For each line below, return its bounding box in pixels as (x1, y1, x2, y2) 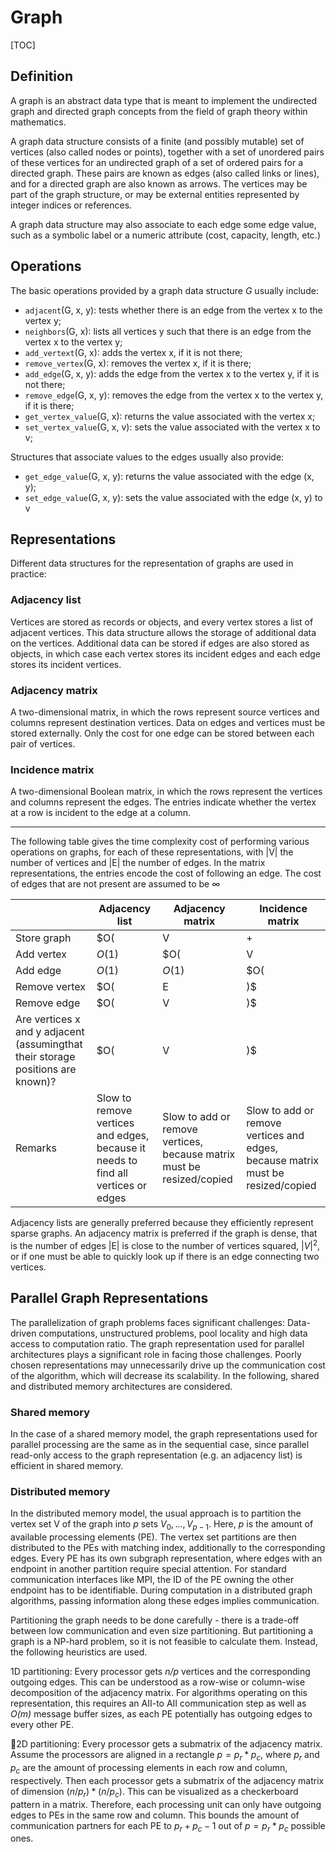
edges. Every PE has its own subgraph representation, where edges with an (10, 1552, 323, 1565)
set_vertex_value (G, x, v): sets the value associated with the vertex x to (24, 421, 321, 433)
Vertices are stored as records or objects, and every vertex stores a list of (10, 616, 314, 628)
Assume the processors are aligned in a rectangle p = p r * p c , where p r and (10, 1749, 320, 1763)
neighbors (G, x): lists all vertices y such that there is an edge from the (24, 325, 312, 337)
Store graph (15, 931, 72, 945)
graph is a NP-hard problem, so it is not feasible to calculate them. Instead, (10, 1636, 318, 1648)
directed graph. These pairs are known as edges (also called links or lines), (10, 167, 320, 179)
